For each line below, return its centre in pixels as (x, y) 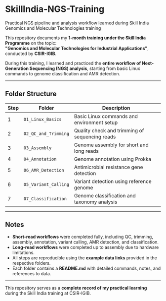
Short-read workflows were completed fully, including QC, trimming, (83, 237)
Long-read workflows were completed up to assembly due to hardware (85, 247)
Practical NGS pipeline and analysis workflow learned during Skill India (77, 23)
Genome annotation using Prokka (113, 159)
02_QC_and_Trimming (46, 133)
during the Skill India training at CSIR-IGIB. (48, 293)
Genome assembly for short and (111, 145)
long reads (86, 151)
